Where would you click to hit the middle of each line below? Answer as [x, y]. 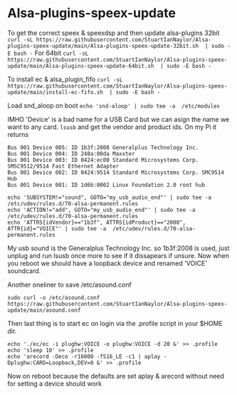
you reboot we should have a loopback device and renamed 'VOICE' [107, 263]
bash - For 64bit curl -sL [51, 53]
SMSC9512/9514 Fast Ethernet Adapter [63, 166]
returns [18, 134]
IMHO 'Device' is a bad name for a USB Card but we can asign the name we [118, 119]
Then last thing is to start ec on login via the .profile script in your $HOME [115, 323]
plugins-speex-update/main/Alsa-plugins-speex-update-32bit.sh [103, 46]
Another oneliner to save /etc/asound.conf [69, 284]
